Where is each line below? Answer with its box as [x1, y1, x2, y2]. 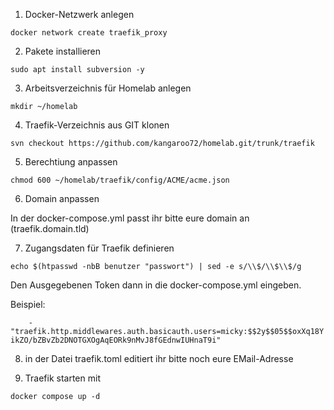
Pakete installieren [24, 45, 102, 57]
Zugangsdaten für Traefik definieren [24, 242, 175, 254]
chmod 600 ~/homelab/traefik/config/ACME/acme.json [10, 175, 230, 185]
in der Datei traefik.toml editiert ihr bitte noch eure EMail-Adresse [24, 353, 294, 364]
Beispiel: [10, 299, 46, 310]
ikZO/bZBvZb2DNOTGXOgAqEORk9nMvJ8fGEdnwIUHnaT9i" [10, 335, 222, 345]
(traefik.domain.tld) [10, 223, 90, 234]
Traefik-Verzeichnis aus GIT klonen [24, 119, 170, 131]
